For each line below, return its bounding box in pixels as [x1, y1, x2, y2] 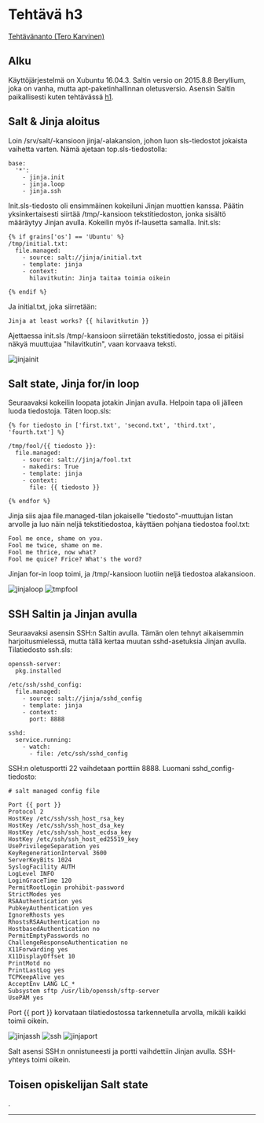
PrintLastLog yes [8, 966, 65, 974]
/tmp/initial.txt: [8, 239, 68, 247]
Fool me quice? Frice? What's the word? [8, 555, 143, 564]
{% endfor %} [8, 498, 51, 506]
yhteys [8, 1055, 30, 1065]
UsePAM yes [8, 994, 44, 1002]
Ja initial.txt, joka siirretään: [8, 302, 97, 311]
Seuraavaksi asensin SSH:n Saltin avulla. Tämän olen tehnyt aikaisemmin [8, 628, 244, 638]
